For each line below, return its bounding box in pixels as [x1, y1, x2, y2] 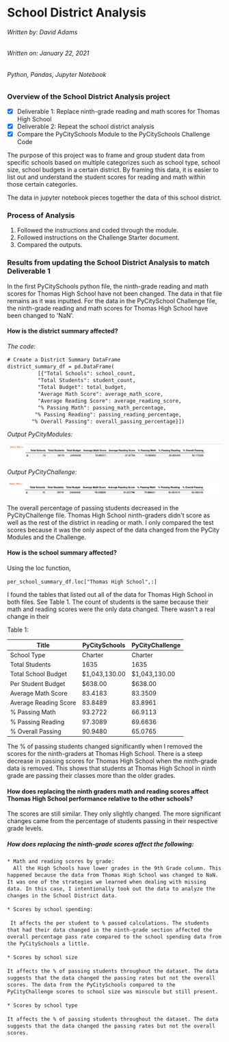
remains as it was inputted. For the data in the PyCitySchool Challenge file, [7, 296, 217, 305]
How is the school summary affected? [7, 549, 118, 557]
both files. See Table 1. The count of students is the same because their [7, 598, 208, 606]
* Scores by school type [7, 1002, 78, 1009]
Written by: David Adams [7, 27, 78, 36]
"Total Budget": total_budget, [37, 383, 127, 390]
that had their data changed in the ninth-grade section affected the [7, 927, 213, 934]
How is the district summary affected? [7, 327, 118, 335]
